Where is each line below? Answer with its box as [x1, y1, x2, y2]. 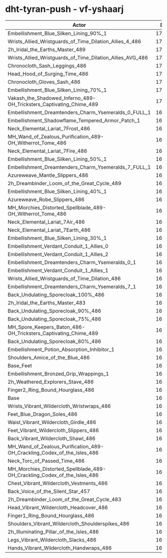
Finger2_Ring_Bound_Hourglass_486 [7, 386, 94, 393]
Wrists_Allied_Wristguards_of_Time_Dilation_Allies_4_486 [7, 38, 142, 45]
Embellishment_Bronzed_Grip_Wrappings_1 [7, 370, 109, 377]
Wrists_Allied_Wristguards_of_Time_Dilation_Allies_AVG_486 [7, 54, 148, 61]
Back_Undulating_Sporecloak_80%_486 [7, 337, 101, 344]
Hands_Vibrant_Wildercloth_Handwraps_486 [7, 544, 112, 551]
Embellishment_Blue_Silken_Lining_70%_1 [7, 86, 107, 93]
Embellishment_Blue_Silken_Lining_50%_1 [7, 155, 107, 162]
